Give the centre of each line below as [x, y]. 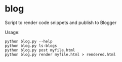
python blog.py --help [29, 41]
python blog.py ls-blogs [31, 45]
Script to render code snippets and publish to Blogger [61, 22]
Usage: [12, 32]
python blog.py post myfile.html [40, 50]
